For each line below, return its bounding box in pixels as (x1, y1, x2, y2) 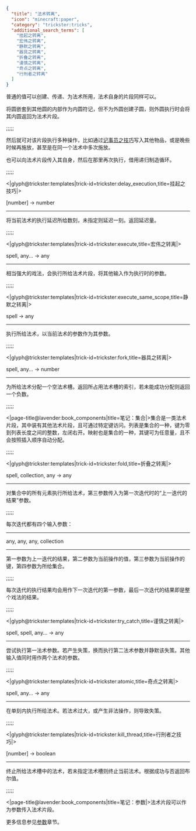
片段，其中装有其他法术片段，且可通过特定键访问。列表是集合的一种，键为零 (6, 422, 190, 429)
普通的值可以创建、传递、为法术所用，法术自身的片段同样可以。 (6, 93, 159, 100)
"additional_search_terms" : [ (11, 27, 85, 33)
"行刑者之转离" (16, 71, 48, 77)
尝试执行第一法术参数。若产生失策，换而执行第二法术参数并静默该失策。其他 (6, 647, 190, 654)
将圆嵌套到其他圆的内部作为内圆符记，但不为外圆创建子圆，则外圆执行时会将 (6, 105, 190, 112)
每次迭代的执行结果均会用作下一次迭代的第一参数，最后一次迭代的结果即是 (6, 586, 185, 594)
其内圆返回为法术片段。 (6, 113, 62, 120)
